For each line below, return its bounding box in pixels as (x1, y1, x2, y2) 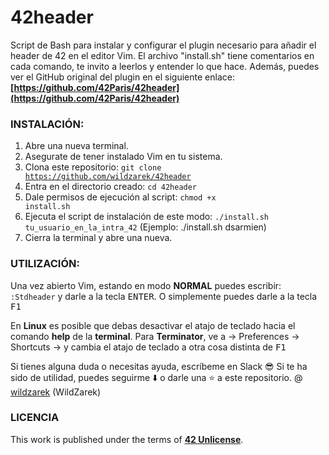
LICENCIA (10, 411, 60, 425)
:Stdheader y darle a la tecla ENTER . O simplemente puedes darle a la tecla (10, 290, 318, 302)
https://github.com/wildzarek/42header (24, 172, 192, 182)
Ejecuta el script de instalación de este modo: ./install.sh (24, 211, 269, 223)
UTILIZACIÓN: (10, 257, 80, 271)
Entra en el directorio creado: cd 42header (24, 181, 198, 193)
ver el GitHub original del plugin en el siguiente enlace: (10, 71, 235, 83)
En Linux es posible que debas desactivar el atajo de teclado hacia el (10, 319, 296, 331)
